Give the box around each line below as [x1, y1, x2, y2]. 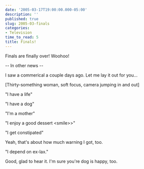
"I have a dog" [5, 101, 35, 107]
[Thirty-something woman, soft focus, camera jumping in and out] [5, 82, 140, 87]
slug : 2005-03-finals [5, 21, 50, 26]
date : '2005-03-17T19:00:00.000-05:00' [5, 7, 88, 12]
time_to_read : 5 [5, 35, 39, 40]
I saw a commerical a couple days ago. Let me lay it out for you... [5, 72, 138, 78]
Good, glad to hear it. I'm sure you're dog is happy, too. [5, 158, 118, 164]
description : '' [5, 12, 39, 17]
